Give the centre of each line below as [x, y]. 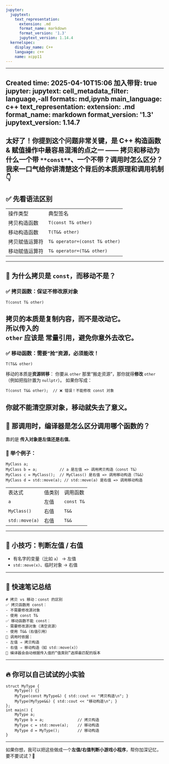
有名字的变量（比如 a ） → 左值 [45, 558]
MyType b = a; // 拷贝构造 [57, 720]
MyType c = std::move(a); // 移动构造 [57, 725]
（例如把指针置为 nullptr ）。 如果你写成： [49, 380]
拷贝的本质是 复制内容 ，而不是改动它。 [65, 319]
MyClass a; [17, 464]
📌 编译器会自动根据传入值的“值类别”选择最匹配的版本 [53, 653]
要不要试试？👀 [21, 756]
